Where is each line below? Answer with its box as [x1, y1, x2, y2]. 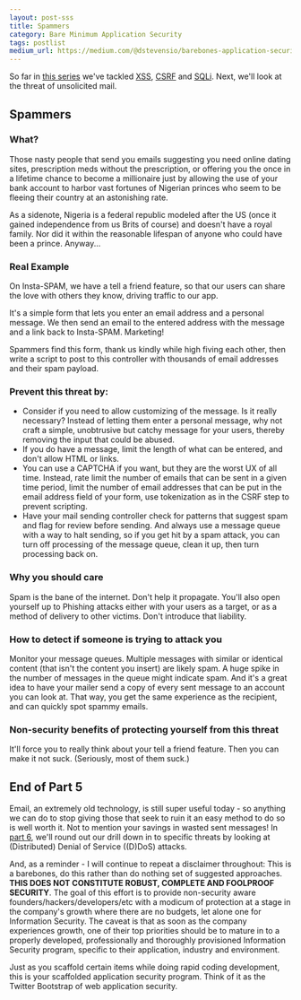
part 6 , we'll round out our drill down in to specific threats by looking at [9, 831, 271, 843]
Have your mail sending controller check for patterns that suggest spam [21, 510, 288, 521]
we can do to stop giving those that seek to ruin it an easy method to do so [9, 813, 286, 823]
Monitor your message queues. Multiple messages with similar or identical [9, 654, 284, 664]
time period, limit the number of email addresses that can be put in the [21, 482, 282, 493]
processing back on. [21, 549, 99, 560]
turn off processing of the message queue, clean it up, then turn [21, 539, 260, 550]
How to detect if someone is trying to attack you [9, 633, 222, 646]
